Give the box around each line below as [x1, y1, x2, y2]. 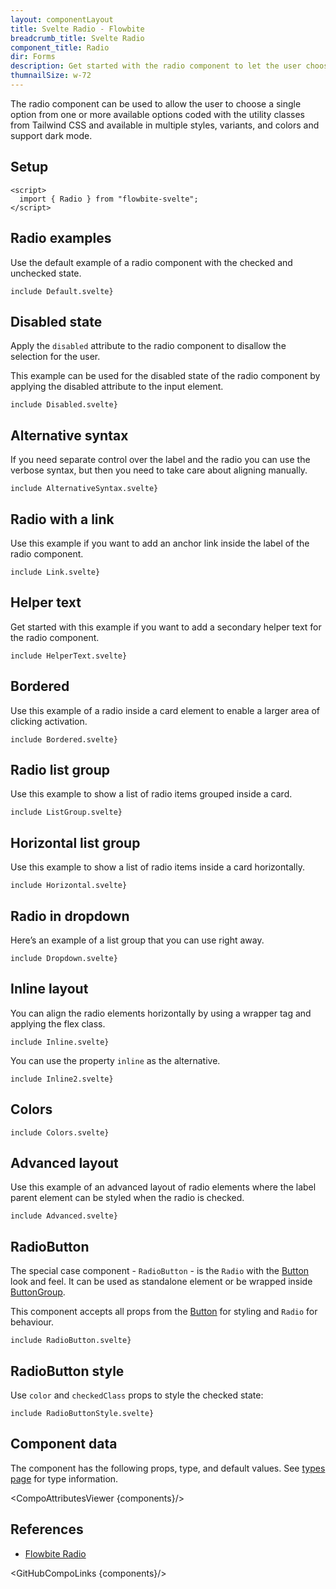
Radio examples [10, 230, 112, 247]
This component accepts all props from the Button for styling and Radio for [10, 1306, 318, 1318]
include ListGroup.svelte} [10, 807, 123, 818]
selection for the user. [10, 351, 101, 363]
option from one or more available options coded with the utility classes [10, 108, 305, 120]
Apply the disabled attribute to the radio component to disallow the [10, 340, 287, 352]
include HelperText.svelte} [10, 651, 128, 661]
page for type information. [10, 1472, 119, 1485]
